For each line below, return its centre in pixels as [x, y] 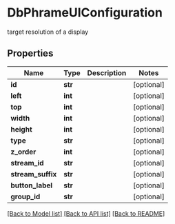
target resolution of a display [48, 32]
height [21, 129]
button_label [32, 185]
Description [107, 72]
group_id [25, 196]
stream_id [27, 163]
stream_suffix [34, 174]
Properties [30, 53]
